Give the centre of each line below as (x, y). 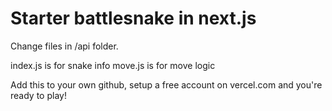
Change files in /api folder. (64, 46)
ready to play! (38, 95)
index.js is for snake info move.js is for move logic (113, 65)
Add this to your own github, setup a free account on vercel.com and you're (166, 84)
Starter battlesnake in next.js (133, 18)
